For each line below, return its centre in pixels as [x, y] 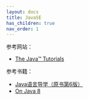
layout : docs [23, 12]
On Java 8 [28, 91]
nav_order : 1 [23, 29]
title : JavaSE [24, 18]
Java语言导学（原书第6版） [49, 84]
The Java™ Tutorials [39, 59]
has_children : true [31, 23]
